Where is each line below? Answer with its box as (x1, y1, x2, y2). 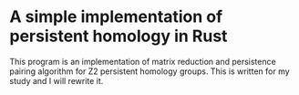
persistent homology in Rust (9, 26, 228, 47)
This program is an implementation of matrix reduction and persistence (9, 56, 276, 67)
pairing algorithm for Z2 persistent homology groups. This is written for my (9, 66, 290, 77)
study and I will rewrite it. (9, 75, 104, 86)
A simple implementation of (9, 6, 223, 27)
